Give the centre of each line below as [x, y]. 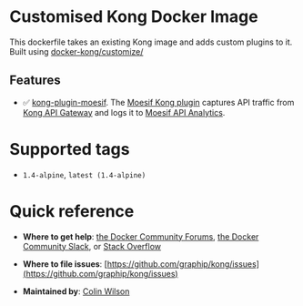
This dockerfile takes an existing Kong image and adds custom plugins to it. [151, 42]
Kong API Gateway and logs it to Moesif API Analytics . [124, 112]
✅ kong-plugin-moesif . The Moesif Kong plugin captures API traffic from [158, 102]
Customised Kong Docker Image [134, 17]
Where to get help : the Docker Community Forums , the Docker [141, 236]
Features [35, 81]
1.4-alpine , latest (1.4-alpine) [84, 174]
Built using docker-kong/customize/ [76, 51]
